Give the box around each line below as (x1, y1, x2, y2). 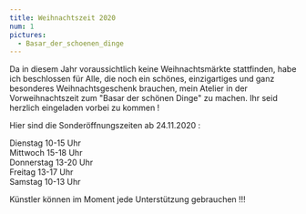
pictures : (9, 30, 47, 39)
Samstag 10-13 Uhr (9, 177, 81, 188)
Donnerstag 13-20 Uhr (9, 157, 94, 168)
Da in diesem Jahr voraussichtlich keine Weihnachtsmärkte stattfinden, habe (9, 64, 297, 75)
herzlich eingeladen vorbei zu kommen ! (9, 102, 160, 114)
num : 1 (9, 22, 35, 31)
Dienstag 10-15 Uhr (9, 138, 82, 148)
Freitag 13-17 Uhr (9, 167, 74, 178)
